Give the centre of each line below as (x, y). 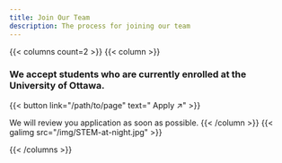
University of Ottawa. (57, 86)
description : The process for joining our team (100, 26)
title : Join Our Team (50, 17)
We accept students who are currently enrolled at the (128, 74)
